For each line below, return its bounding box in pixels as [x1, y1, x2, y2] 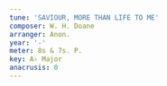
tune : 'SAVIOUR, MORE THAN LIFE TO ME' [9, 13, 160, 22]
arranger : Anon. [9, 30, 70, 39]
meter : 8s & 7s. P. [9, 47, 83, 56]
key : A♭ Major [9, 55, 63, 64]
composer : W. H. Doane [9, 21, 95, 30]
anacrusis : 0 [9, 64, 59, 73]
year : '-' [9, 38, 47, 47]
